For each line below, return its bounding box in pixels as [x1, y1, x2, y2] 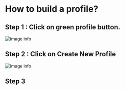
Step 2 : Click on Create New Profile [5, 50, 116, 58]
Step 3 [5, 77, 25, 86]
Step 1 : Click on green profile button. [5, 23, 121, 31]
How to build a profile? [5, 3, 99, 15]
